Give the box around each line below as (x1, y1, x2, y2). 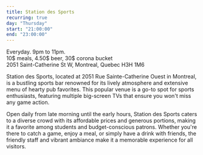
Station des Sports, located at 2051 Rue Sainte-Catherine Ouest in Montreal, (6, 73, 197, 80)
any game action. (6, 98, 50, 106)
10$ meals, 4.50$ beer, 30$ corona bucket (6, 55, 113, 62)
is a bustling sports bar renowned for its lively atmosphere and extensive (6, 80, 188, 87)
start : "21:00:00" (6, 26, 53, 32)
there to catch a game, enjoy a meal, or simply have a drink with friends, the (6, 130, 196, 137)
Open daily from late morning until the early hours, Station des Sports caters (6, 111, 198, 118)
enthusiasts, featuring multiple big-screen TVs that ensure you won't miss (6, 92, 191, 100)
